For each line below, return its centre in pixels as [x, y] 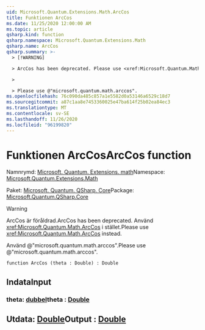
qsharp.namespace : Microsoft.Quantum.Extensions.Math [76, 40]
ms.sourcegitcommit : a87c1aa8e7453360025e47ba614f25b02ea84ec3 [88, 102]
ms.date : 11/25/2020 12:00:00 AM [49, 23]
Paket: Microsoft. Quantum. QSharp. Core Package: [70, 190]
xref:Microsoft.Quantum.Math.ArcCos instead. [64, 234]
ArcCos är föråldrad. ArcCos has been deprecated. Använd [80, 220]
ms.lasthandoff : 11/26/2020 [42, 119]
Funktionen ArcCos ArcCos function [99, 155]
